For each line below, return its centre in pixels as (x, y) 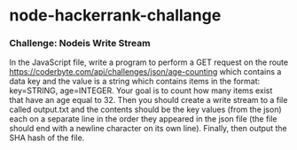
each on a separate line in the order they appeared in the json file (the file (143, 119)
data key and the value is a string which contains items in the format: (135, 82)
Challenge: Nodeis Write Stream (80, 43)
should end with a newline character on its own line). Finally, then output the (148, 129)
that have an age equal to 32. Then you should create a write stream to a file (148, 100)
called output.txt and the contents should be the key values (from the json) (145, 110)
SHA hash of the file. (47, 138)
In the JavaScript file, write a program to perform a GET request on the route (149, 62)
